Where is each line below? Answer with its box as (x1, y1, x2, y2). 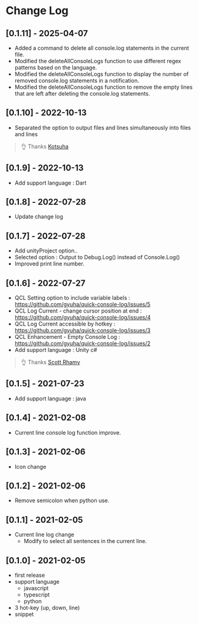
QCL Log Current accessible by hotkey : (14, 320, 116, 328)
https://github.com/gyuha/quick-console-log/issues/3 (14, 327, 151, 334)
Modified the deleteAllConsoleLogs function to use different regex (14, 58, 181, 64)
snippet (14, 611, 34, 618)
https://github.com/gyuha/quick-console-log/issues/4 (14, 314, 151, 321)
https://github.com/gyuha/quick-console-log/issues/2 (14, 340, 151, 347)
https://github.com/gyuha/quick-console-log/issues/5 (14, 301, 151, 308)
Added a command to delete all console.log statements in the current (14, 44, 189, 51)
